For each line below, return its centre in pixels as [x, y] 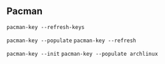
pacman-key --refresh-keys [46, 27]
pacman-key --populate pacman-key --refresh [71, 41]
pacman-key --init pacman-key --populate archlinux [82, 54]
